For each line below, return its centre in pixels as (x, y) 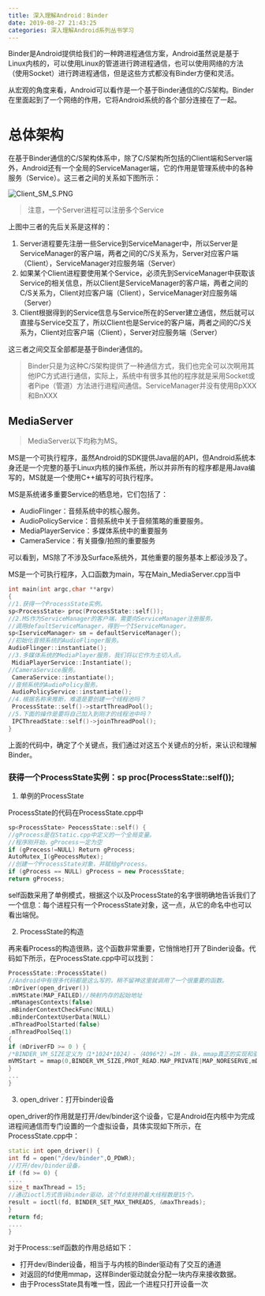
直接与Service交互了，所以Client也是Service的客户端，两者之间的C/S (132, 323)
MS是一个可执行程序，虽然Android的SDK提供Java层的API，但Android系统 (129, 458)
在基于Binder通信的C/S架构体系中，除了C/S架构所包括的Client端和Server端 (131, 158)
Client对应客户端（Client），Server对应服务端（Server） (131, 332)
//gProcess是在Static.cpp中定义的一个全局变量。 (82, 835)
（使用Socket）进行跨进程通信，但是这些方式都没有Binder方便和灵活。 (123, 73)
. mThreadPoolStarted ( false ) (54, 1025)
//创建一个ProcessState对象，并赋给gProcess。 (80, 864)
